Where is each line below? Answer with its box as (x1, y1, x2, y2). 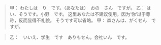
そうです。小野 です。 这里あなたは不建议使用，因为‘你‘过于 (18, 11, 146, 17)
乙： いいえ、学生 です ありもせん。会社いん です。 (9, 34, 130, 40)
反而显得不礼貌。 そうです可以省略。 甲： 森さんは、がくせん (18, 17, 147, 23)
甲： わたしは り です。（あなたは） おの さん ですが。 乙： (9, 5, 145, 10)
